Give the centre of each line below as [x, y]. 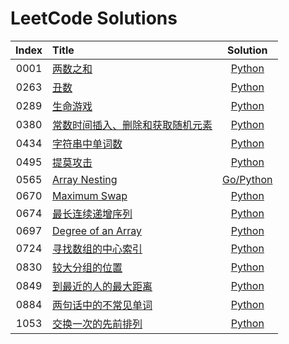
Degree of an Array [97, 230]
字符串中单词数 [87, 144]
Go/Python [247, 179]
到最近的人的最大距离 [102, 286]
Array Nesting [85, 179]
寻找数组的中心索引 [97, 249]
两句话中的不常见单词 [102, 305]
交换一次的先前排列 [97, 324]
